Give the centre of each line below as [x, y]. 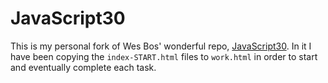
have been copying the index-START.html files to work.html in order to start [164, 56]
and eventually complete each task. [83, 67]
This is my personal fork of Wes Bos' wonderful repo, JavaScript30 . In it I [161, 46]
